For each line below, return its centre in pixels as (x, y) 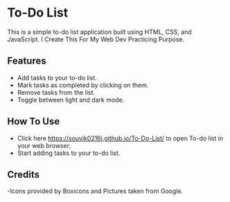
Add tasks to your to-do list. (57, 77)
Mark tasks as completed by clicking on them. (83, 85)
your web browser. (44, 145)
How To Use (34, 121)
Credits (24, 174)
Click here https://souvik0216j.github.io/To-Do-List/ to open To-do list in (120, 138)
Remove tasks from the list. (56, 92)
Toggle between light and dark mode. (71, 100)
